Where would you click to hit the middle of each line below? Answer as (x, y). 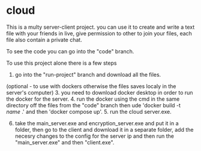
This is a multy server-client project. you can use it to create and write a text (100, 27)
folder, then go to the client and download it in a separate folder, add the (104, 129)
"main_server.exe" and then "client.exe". (64, 142)
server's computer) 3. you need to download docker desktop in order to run (100, 92)
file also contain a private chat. (44, 40)
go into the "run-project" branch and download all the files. (88, 74)
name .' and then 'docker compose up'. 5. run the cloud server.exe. (89, 111)
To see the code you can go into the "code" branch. (70, 51)
